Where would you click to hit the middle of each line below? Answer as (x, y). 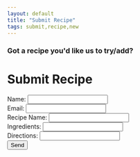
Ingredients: (24, 126)
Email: (16, 108)
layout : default (30, 14)
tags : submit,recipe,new (43, 26)
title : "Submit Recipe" (42, 20)
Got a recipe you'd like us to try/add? (70, 51)
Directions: (23, 135)
